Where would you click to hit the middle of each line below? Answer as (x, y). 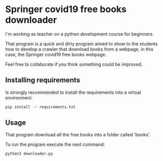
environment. (19, 97)
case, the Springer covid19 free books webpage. (56, 55)
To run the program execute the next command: (55, 144)
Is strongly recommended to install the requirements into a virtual (73, 92)
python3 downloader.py (29, 154)
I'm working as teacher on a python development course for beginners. (79, 34)
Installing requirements (43, 80)
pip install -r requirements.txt (40, 107)
